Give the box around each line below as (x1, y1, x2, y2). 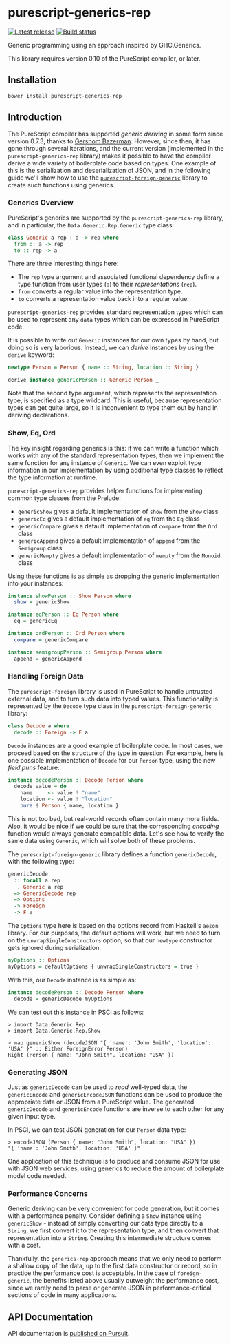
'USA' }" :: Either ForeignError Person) (8, 1045, 129, 1052)
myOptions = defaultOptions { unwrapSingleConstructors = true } (8, 963, 199, 970)
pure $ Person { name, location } (20, 803, 119, 809)
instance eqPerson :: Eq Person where (8, 611, 119, 618)
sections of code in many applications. (8, 1291, 118, 1299)
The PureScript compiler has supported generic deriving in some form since (8, 130, 223, 138)
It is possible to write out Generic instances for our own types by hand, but (8, 336, 219, 344)
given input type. (8, 1112, 56, 1120)
